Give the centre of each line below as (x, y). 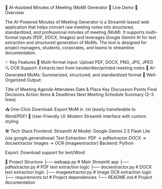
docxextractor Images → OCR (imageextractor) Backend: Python (69, 143)
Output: (34, 80)
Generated (16, 75)
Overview (15, 13)
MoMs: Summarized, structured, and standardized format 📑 (87, 75)
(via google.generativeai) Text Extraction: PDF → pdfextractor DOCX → (76, 138)
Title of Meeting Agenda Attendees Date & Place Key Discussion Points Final (81, 89)
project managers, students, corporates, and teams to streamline (70, 48)
